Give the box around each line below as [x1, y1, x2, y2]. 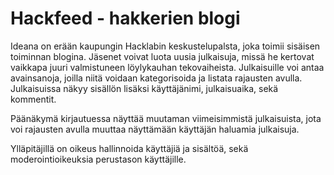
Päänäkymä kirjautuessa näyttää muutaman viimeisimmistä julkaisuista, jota [10, 112, 322, 124]
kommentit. [10, 93, 57, 105]
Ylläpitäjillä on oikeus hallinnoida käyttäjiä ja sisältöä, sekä [10, 142, 249, 154]
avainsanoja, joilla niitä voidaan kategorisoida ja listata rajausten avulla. [10, 72, 303, 84]
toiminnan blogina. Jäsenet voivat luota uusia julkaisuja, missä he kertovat [10, 50, 315, 62]
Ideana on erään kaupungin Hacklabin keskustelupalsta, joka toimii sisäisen [10, 40, 321, 52]
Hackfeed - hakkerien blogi [10, 7, 241, 30]
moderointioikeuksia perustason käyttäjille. [10, 153, 187, 165]
